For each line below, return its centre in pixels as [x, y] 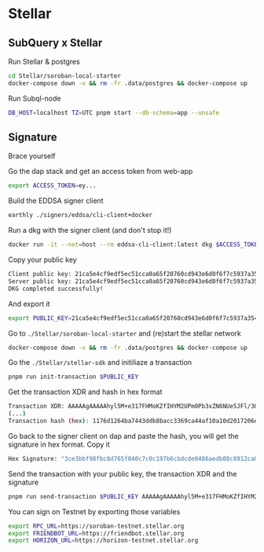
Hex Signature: [33, 458]
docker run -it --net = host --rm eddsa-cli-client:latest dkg [110, 245]
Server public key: [40, 281]
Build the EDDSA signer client [56, 201]
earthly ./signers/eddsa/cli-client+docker [81, 215]
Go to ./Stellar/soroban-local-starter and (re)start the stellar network [125, 333]
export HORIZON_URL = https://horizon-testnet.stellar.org [103, 541]
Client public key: [40, 274]
